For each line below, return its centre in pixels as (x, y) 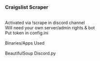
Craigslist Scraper (27, 7)
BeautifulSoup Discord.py (30, 53)
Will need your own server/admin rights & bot (50, 28)
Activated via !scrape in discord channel (45, 23)
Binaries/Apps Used (25, 43)
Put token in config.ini (27, 33)
